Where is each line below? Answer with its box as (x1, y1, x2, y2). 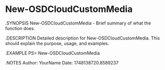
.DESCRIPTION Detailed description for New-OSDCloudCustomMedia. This (5, 35, 160, 41)
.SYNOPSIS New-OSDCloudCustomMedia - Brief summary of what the (5, 20, 151, 26)
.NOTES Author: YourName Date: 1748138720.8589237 (5, 59, 119, 65)
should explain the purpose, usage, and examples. (5, 40, 109, 46)
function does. (5, 25, 35, 31)
